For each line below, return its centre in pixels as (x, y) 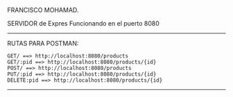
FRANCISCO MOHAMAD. (43, 10)
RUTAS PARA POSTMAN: (43, 43)
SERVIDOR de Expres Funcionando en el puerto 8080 (83, 23)
